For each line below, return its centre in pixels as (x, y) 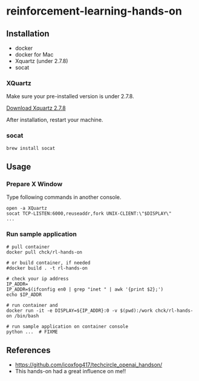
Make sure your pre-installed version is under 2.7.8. (70, 96)
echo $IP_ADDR (24, 295)
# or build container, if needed (48, 263)
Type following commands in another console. (64, 197)
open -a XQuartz (27, 208)
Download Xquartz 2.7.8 (36, 108)
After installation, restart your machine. (55, 120)
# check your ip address (38, 278)
